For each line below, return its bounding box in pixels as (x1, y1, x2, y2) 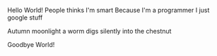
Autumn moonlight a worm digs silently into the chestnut (7, 27, 172, 35)
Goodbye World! (7, 41, 55, 48)
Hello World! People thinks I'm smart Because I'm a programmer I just (7, 6, 210, 14)
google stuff (7, 13, 43, 22)
